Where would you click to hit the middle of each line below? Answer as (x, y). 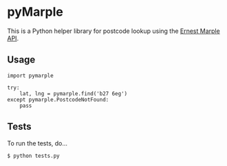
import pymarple (30, 75)
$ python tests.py (33, 156)
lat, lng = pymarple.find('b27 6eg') (74, 93)
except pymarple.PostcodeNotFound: (58, 99)
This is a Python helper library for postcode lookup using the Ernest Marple (113, 31)
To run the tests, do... (37, 143)
